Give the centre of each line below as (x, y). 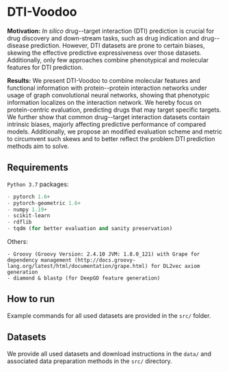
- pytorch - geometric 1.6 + (44, 203)
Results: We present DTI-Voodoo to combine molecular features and (104, 80)
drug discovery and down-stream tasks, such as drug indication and (103, 38)
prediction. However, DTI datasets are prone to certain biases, (118, 45)
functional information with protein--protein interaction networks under (107, 88)
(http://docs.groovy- (105, 260)
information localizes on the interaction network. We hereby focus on (104, 102)
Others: (18, 241)
